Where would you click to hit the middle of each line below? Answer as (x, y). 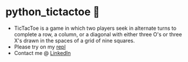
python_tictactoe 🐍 (53, 12)
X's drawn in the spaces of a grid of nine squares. (74, 40)
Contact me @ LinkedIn (42, 53)
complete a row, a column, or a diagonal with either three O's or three (98, 34)
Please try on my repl (40, 47)
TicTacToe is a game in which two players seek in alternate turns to (95, 28)
